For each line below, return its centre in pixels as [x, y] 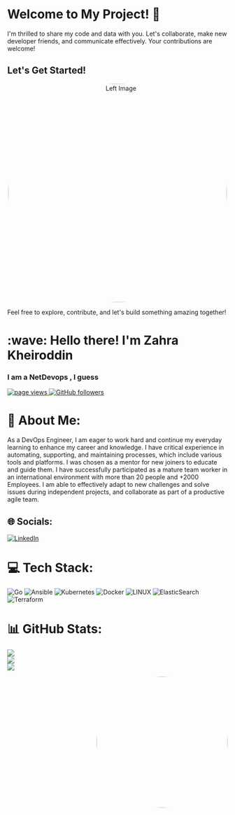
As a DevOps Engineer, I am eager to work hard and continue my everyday [115, 440]
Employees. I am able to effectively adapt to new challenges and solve [108, 485]
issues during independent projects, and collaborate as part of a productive [116, 492]
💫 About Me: [44, 421]
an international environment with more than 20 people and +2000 [103, 477]
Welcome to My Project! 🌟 [84, 14]
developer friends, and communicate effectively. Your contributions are [110, 41]
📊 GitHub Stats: [55, 629]
